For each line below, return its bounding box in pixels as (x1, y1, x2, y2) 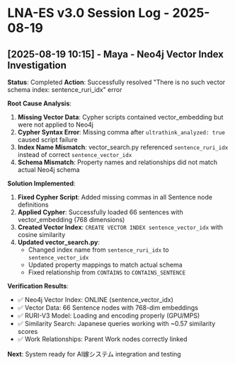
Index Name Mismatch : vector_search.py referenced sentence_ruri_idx (17, 143, 229, 151)
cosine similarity (17, 231, 66, 238)
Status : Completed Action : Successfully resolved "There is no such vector (7, 78, 226, 86)
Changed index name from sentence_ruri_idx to (28, 245, 169, 254)
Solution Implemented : (7, 179, 76, 187)
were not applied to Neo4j (17, 120, 94, 129)
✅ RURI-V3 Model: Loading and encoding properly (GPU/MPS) (17, 311, 200, 320)
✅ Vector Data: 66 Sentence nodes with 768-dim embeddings (17, 303, 198, 312)
